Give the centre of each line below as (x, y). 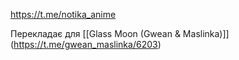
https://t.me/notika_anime (63, 14)
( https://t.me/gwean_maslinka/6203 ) (86, 44)
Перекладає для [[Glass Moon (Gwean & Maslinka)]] (120, 33)
